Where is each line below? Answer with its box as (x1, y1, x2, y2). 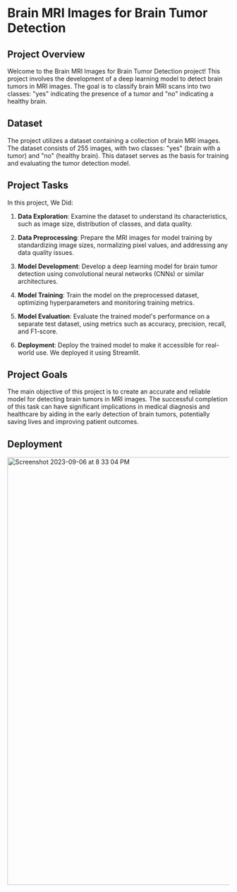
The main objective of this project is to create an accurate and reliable (7, 387, 211, 396)
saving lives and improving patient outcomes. (7, 418, 139, 426)
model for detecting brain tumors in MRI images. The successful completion (7, 395, 228, 404)
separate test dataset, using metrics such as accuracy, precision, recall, (17, 319, 227, 328)
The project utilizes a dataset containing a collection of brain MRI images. (7, 136, 221, 144)
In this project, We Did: (7, 198, 73, 207)
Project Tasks (7, 179, 69, 192)
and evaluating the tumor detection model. (7, 159, 130, 167)
